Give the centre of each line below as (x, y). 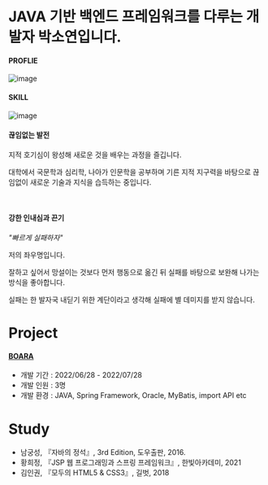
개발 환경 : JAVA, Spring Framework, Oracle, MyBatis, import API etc (133, 395)
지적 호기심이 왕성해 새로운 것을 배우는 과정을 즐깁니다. (95, 155)
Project (33, 333)
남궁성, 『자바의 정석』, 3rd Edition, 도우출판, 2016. (103, 452)
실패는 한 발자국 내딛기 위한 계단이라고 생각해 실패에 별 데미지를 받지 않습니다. (132, 299)
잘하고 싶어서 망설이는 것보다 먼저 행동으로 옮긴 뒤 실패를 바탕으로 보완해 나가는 (134, 272)
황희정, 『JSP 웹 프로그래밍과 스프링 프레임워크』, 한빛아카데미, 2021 (131, 463)
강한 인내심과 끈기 (37, 218)
